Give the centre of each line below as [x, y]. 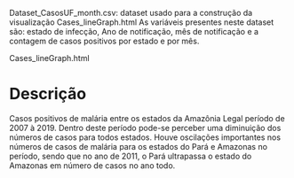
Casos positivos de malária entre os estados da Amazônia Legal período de [147, 118]
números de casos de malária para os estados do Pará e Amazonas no [139, 146]
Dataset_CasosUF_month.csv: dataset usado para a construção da [131, 13]
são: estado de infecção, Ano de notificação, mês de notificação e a [134, 31]
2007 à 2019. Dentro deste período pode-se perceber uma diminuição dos [145, 128]
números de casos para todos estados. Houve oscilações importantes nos [145, 137]
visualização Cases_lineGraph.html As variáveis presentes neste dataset [142, 22]
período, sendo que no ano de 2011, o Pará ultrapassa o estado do [131, 156]
